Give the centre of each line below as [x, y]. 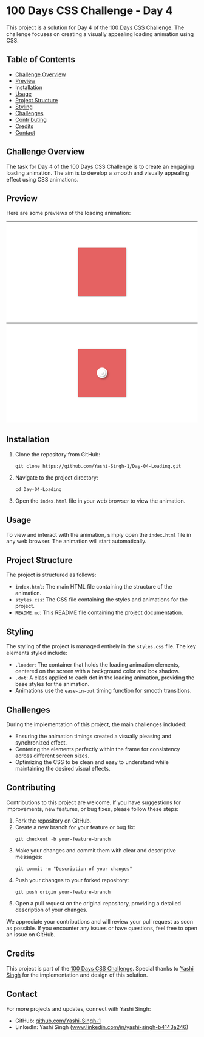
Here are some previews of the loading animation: [69, 213]
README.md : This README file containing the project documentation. [99, 612]
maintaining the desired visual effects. [63, 769]
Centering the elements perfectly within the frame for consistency [97, 749]
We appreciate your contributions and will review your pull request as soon [100, 921]
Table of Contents [41, 59]
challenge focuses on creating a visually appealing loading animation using [100, 34]
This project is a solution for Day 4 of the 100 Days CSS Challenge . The [95, 27]
